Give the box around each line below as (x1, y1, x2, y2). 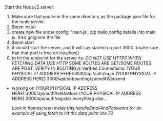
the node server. (11, 19, 45, 24)
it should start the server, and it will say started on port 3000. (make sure (11, 45, 159, 50)
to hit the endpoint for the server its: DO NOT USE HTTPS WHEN (11, 55, 142, 60)
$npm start (11, 40, 34, 45)
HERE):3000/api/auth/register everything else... (11, 96, 108, 101)
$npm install (11, 24, 37, 30)
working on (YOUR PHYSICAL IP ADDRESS (11, 85, 98, 91)
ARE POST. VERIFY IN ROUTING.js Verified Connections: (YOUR (11, 65, 141, 71)
